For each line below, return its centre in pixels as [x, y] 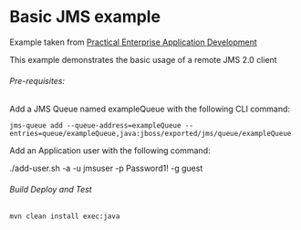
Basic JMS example [85, 17]
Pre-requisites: [37, 80]
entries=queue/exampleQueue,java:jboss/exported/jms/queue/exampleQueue [150, 134]
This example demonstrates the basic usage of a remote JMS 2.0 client [143, 59]
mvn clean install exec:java [65, 216]
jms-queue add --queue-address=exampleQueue [95, 126]
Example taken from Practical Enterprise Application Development [133, 42]
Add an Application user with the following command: [110, 151]
